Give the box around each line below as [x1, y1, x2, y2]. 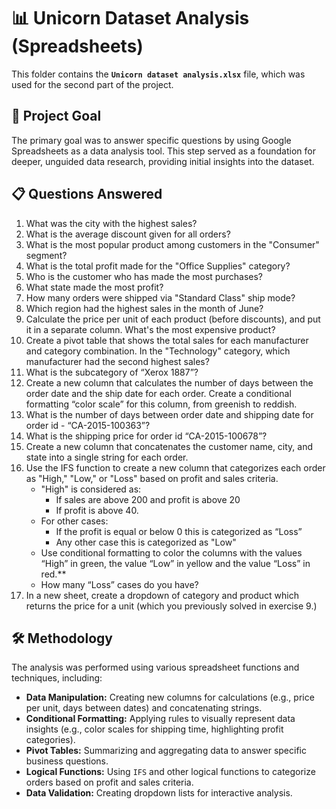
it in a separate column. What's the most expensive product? [25, 323, 276, 335]
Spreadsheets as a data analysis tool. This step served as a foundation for [11, 145, 316, 157]
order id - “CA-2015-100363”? [25, 419, 151, 431]
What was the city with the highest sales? [25, 217, 198, 229]
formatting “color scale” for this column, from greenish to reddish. [25, 398, 298, 410]
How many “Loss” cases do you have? [40, 578, 199, 590]
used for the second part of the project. [11, 78, 174, 90]
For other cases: [40, 515, 109, 527]
